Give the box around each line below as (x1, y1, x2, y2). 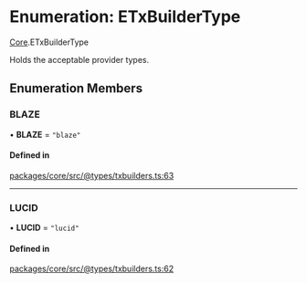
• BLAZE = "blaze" (9, 129, 81, 140)
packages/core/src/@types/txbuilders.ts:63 (9, 170, 175, 181)
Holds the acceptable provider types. (9, 54, 150, 65)
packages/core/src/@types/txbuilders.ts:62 (9, 263, 175, 275)
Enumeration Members (9, 80, 143, 97)
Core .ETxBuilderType (9, 37, 90, 47)
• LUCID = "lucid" (9, 222, 79, 234)
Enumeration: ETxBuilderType (9, 6, 241, 27)
